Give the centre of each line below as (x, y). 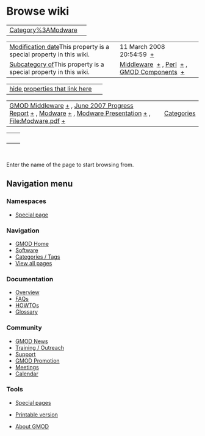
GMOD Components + (152, 72)
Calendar (27, 374)
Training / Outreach (40, 347)
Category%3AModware (43, 30)
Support (25, 354)
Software (27, 250)
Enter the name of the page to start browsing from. (70, 164)
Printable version (36, 415)
